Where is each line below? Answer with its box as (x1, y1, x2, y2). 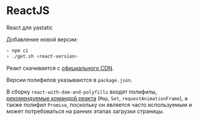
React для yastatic (6, 24, 53, 31)
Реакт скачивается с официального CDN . (6, 64, 114, 71)
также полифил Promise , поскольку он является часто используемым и (6, 101, 193, 108)
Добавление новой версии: (6, 35, 78, 43)
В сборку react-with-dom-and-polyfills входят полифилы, (6, 88, 157, 95)
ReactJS (6, 4, 50, 18)
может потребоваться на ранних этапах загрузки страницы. (6, 108, 164, 115)
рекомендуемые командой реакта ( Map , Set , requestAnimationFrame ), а (6, 94, 188, 101)
